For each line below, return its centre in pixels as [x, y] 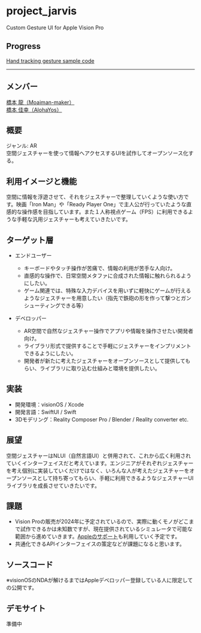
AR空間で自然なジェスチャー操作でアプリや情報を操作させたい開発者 [109, 331]
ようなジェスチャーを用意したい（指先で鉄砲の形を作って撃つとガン [107, 298]
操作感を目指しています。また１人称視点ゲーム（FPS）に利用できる [105, 212]
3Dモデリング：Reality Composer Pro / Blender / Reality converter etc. [102, 419]
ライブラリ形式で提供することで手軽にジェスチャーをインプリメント [107, 346]
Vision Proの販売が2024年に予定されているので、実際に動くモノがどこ [102, 522]
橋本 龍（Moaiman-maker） [40, 102]
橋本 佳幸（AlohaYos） [34, 109]
